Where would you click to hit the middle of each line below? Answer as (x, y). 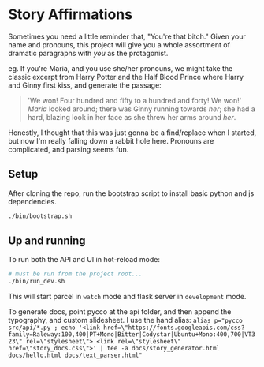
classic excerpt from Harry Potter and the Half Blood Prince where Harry (126, 77)
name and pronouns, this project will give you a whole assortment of (119, 44)
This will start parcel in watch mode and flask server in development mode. (127, 297)
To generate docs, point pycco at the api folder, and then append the (120, 312)
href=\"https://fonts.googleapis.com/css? (174, 328)
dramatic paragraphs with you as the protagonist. (88, 53)
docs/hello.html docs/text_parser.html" (76, 356)
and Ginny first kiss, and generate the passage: (85, 85)
